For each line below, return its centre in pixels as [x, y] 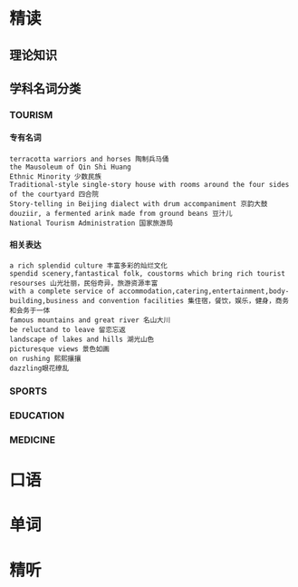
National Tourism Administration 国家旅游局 [91, 223]
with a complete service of [62, 291]
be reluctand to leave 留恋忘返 [68, 330]
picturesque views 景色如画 [60, 349]
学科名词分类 [45, 88]
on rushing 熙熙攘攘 [45, 359]
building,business [44, 301]
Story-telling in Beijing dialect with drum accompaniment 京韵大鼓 [139, 204]
